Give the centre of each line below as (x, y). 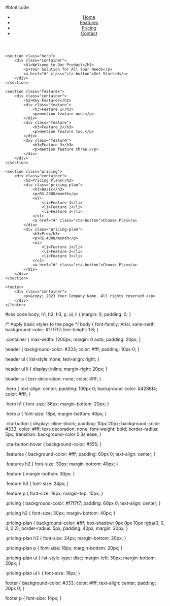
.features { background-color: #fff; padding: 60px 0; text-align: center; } (80, 454)
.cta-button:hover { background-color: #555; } (54, 444)
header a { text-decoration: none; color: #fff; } (53, 379)
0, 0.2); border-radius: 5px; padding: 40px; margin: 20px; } (67, 528)
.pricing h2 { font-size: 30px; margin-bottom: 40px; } (60, 513)
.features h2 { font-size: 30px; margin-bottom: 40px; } (62, 464)
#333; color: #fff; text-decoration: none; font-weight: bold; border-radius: (82, 429)
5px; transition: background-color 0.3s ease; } (53, 434)
